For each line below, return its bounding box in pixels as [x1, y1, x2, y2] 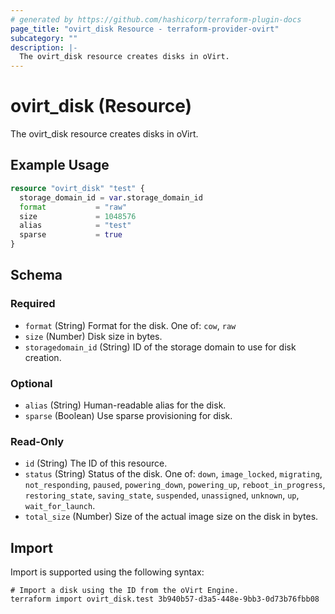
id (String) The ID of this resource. [24, 457, 168, 470]
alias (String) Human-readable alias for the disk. [24, 399, 227, 411]
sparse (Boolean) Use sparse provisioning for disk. [24, 409, 233, 421]
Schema [10, 267, 63, 284]
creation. [24, 351, 62, 363]
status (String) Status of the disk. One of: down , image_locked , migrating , [24, 468, 323, 480]
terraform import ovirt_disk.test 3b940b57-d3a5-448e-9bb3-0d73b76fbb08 [10, 594, 320, 605]
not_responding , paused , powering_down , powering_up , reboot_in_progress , [24, 479, 326, 491]
